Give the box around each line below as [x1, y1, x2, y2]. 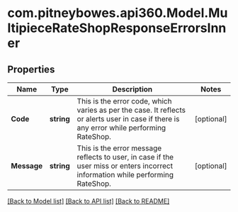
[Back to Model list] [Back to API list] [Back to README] [7, 197, 170, 205]
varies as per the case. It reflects [76, 105, 186, 115]
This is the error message [76, 143, 162, 153]
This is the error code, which [76, 96, 172, 106]
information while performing [76, 170, 174, 179]
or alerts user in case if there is [76, 114, 180, 123]
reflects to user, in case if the [76, 152, 174, 162]
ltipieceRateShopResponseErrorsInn [7, 20, 227, 36]
